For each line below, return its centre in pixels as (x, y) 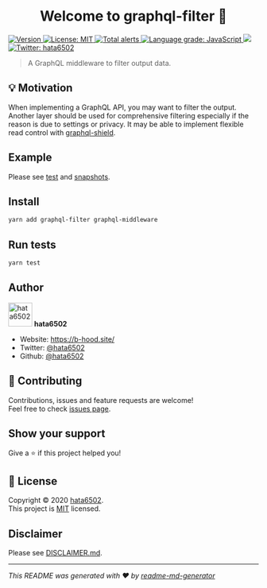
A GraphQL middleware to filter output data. (99, 63)
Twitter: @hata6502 (52, 347)
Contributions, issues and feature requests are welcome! (101, 400)
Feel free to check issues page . (60, 408)
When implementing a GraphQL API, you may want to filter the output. (122, 107)
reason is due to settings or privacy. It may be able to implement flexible (126, 124)
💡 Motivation (41, 88)
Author (26, 288)
